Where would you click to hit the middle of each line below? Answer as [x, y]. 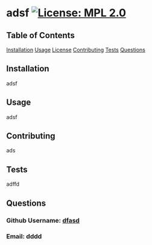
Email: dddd [24, 237]
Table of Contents [41, 35]
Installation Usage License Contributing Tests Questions [76, 50]
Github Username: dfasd [43, 220]
